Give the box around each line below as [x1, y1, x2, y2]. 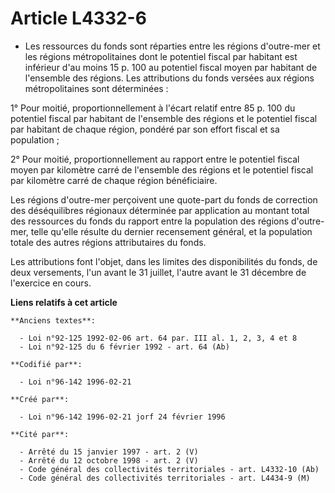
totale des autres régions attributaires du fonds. [10, 236, 207, 248]
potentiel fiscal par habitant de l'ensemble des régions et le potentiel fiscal [10, 112, 318, 124]
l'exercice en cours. [10, 277, 92, 289]
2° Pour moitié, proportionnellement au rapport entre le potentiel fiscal [10, 153, 300, 165]
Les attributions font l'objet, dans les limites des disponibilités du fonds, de [10, 255, 318, 267]
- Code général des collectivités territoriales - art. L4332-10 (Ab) [19, 464, 320, 474]
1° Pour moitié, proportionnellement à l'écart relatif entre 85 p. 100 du [10, 102, 296, 114]
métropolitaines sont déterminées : [24, 82, 169, 94]
